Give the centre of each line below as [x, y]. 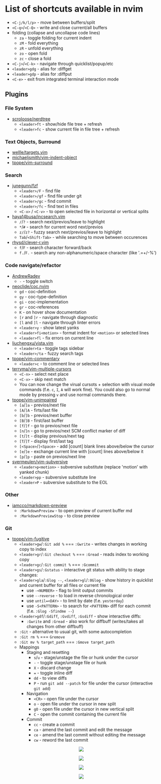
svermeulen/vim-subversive [40, 462]
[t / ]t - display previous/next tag [52, 436]
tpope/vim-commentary [36, 358]
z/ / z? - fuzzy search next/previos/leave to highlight [70, 232]
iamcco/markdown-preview [39, 505]
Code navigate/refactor [33, 266]
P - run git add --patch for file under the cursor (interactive [93, 684]
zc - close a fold [35, 58]
